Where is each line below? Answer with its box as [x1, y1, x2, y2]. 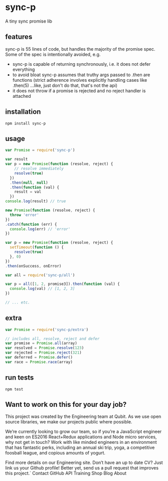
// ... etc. [5, 300, 30, 305]
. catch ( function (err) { [5, 222, 57, 227]
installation [5, 107, 41, 116]
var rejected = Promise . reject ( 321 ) [5, 350, 82, 355]
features [5, 33, 33, 41]
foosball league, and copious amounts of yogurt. [5, 450, 106, 456]
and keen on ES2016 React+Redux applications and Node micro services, [5, 434, 157, 440]
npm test [5, 387, 24, 392]
